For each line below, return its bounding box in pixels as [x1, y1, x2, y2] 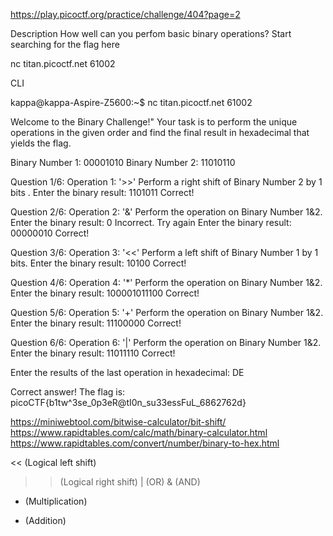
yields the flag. [10, 137, 72, 149]
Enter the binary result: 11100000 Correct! [10, 317, 182, 329]
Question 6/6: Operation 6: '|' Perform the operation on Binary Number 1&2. [10, 337, 322, 348]
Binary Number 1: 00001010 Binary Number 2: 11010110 [10, 157, 236, 168]
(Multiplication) [24, 495, 88, 507]
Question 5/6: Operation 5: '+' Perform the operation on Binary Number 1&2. [10, 307, 324, 318]
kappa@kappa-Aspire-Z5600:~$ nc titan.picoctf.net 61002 [10, 97, 253, 108]
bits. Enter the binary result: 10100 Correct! [10, 257, 187, 269]
